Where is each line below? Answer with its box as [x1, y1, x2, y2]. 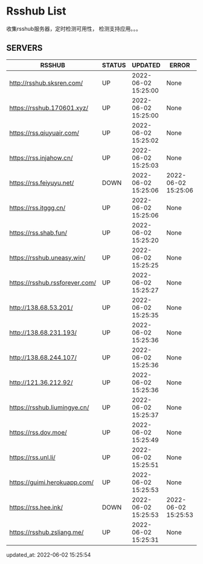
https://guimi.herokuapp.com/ [9, 478, 94, 487]
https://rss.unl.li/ [9, 453, 56, 461]
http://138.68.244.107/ [9, 353, 77, 361]
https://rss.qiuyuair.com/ [9, 128, 80, 137]
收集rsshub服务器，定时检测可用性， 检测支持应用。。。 [6, 25, 142, 32]
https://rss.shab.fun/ [9, 228, 68, 237]
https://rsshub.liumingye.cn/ [9, 403, 89, 412]
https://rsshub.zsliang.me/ [9, 528, 84, 536]
